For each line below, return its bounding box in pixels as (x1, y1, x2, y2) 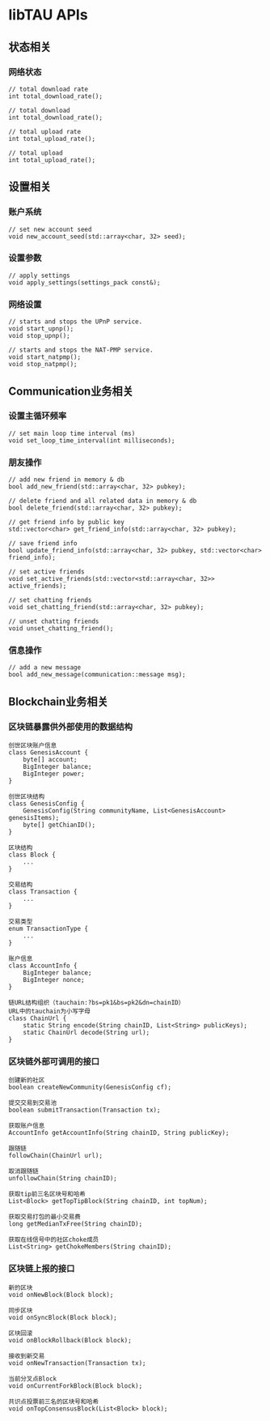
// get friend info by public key (8, 518, 125, 527)
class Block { (8, 851, 57, 860)
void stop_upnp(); (8, 332, 70, 340)
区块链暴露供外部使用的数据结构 (8, 721, 133, 732)
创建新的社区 (8, 1076, 45, 1085)
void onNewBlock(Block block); (8, 1291, 114, 1299)
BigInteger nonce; (23, 976, 85, 984)
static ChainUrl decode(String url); (23, 1029, 150, 1037)
